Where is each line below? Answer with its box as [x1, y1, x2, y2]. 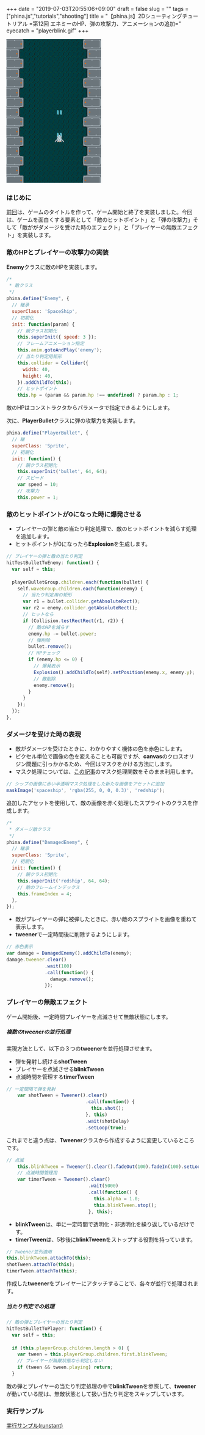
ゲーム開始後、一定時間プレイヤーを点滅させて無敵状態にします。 [6, 1013, 171, 1020]
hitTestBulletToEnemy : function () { [6, 560, 99, 566]
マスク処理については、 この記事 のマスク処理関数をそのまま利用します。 [15, 768, 196, 776]
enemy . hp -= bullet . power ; [28, 631, 97, 637]
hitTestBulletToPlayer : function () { [6, 1326, 103, 1332]
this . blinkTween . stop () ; [93, 1202, 157, 1208]
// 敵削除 [33, 675, 56, 682]
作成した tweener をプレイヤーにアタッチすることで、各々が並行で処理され [6, 1280, 193, 1287]
